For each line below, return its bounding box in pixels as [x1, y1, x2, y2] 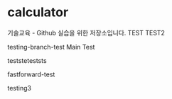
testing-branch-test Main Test [7, 42, 95, 51]
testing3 [7, 83, 32, 92]
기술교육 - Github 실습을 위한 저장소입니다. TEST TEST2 [7, 28, 166, 37]
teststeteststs [7, 56, 48, 64]
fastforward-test [7, 70, 55, 78]
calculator [7, 4, 69, 21]
